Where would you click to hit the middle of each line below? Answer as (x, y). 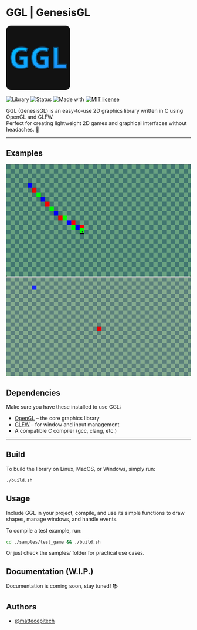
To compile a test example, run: (44, 530)
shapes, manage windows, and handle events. (62, 519)
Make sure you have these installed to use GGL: (64, 407)
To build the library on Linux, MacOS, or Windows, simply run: (81, 469)
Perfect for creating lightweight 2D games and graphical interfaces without (96, 123)
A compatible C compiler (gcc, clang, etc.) (66, 431)
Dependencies (33, 393)
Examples (24, 154)
